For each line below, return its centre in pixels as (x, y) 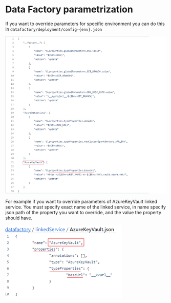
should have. (19, 218)
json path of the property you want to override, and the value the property (83, 213)
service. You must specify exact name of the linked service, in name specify (86, 207)
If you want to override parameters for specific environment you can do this (85, 24)
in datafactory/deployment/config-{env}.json (54, 29)
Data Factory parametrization (69, 10)
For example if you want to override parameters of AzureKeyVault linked (81, 202)
